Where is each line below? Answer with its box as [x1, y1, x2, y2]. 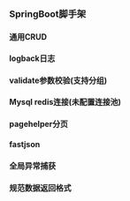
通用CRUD [9, 31, 47, 41]
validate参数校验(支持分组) [9, 75, 108, 86]
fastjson [9, 139, 41, 150]
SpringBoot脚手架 [9, 7, 87, 19]
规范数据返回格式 [9, 182, 72, 193]
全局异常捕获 [9, 160, 56, 171]
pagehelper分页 [9, 118, 68, 129]
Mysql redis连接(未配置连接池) [9, 97, 122, 108]
